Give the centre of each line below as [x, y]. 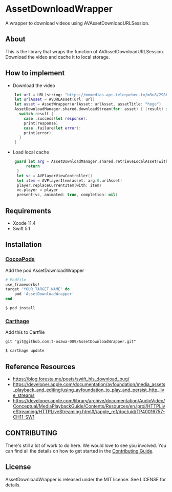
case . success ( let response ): [56, 118]
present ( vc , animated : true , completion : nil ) [67, 195]
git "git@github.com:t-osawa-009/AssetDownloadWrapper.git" [71, 342]
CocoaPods [20, 259]
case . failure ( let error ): [52, 128]
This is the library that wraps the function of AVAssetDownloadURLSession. [85, 51]
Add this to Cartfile [25, 332]
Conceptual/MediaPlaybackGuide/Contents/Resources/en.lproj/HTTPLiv [89, 406]
